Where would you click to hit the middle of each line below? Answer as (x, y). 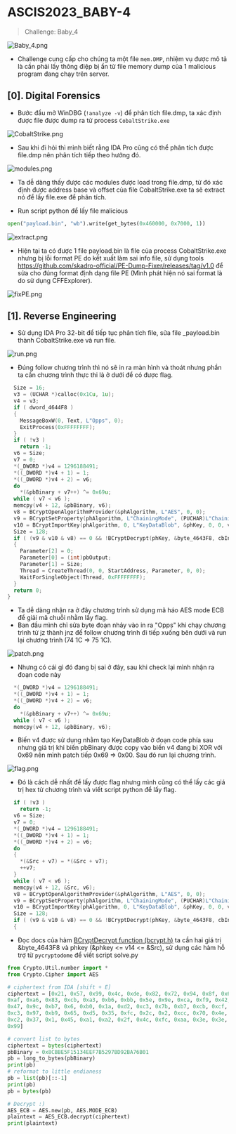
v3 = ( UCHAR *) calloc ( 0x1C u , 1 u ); (64, 395)
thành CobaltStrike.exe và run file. (67, 341)
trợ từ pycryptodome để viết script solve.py (78, 955)
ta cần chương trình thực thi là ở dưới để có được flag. (95, 375)
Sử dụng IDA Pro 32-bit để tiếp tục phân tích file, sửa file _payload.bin (118, 333)
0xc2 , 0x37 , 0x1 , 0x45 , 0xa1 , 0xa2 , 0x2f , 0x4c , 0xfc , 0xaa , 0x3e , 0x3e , (118, 1020)
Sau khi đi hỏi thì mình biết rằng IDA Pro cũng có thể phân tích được (116, 147)
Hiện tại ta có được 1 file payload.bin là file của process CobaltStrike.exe (122, 251)
